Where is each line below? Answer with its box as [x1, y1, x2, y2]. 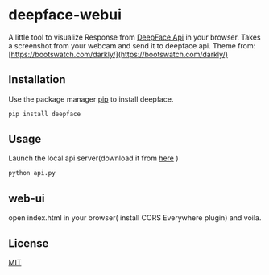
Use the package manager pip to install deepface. [8, 94, 174, 104]
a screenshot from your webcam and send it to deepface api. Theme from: [8, 40, 256, 50]
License [8, 236, 49, 250]
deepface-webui [8, 6, 122, 24]
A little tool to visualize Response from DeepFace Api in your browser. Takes [8, 32, 261, 42]
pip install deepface [8, 110, 81, 118]
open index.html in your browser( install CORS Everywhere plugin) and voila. [8, 213, 262, 223]
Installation [8, 73, 66, 86]
